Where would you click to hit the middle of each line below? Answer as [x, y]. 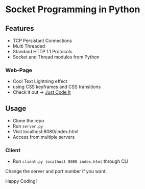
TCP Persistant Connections [42, 40]
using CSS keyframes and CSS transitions [57, 87]
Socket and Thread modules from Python [56, 57]
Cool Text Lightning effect [40, 81]
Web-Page [19, 70]
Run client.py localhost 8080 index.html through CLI [70, 161]
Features [20, 28]
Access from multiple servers [44, 137]
